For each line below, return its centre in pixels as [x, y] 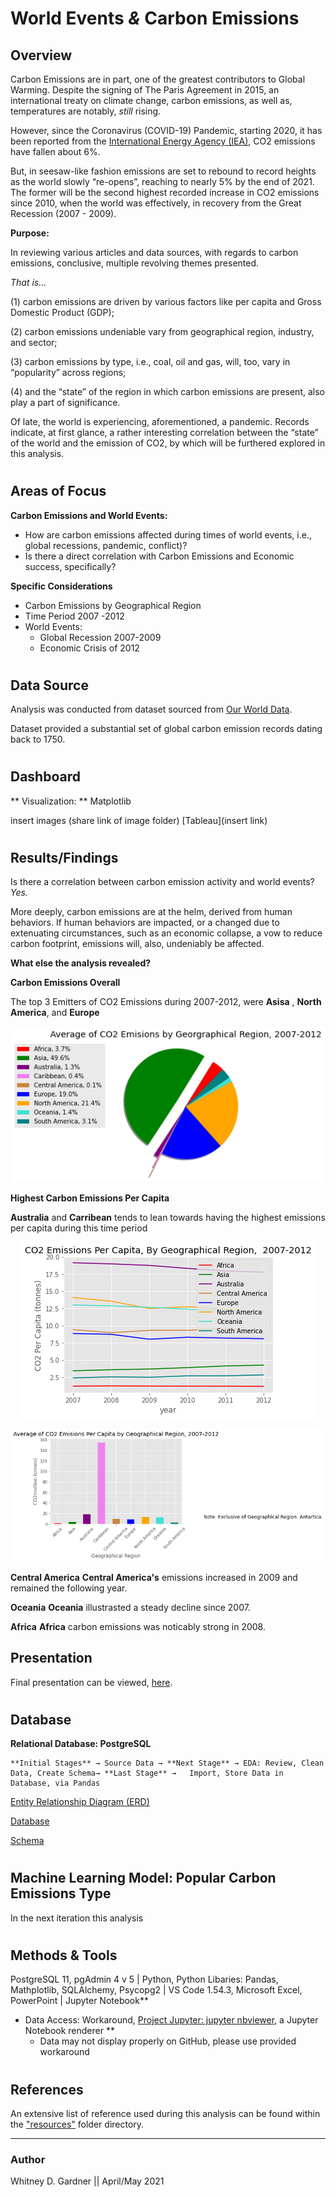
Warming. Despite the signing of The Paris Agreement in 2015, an [145, 90]
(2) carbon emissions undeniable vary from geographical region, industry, [162, 331]
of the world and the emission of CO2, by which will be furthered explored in [168, 443]
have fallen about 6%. [55, 151]
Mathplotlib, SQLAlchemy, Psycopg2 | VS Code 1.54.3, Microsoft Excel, [156, 1990]
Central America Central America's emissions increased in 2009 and [154, 1577]
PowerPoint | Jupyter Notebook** [79, 2001]
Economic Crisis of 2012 [89, 648]
